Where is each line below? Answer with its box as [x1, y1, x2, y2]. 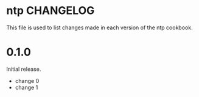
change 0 [15, 77, 40, 84]
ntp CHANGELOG [6, 4, 95, 18]
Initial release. [6, 65, 41, 73]
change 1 [15, 84, 38, 91]
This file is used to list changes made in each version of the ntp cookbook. [6, 24, 193, 31]
